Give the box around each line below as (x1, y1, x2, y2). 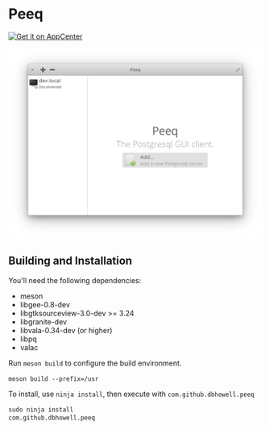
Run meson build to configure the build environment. (8, 358, 182, 368)
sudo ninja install (8, 405, 74, 414)
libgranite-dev (19, 316, 67, 327)
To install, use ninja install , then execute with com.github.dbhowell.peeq (8, 389, 255, 399)
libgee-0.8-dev (19, 299, 71, 309)
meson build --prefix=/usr (8, 374, 99, 383)
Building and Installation (8, 254, 133, 268)
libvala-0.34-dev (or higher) (19, 325, 113, 335)
